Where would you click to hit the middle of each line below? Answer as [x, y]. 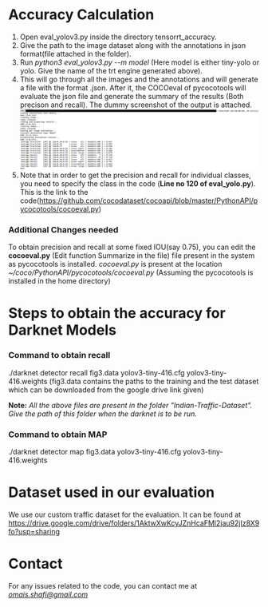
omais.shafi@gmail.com [48, 594]
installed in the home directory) [60, 281]
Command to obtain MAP [58, 434]
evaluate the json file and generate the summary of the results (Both [132, 96]
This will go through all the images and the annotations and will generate [139, 79]
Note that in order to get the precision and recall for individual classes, [135, 175]
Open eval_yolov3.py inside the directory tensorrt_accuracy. [118, 37]
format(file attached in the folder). [75, 54]
